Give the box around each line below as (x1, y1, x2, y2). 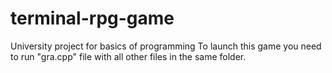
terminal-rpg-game (10, 7, 175, 30)
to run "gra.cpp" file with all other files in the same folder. (10, 50, 247, 62)
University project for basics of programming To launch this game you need (10, 40, 322, 52)
